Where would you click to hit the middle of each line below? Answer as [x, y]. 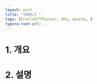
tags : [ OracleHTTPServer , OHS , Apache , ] [49, 19]
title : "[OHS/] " [23, 14]
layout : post [19, 10]
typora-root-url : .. [27, 24]
